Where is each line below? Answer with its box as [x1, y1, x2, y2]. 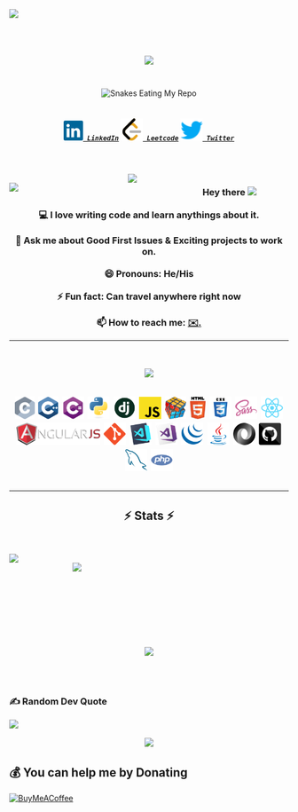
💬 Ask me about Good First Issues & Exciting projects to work [15, 234, 283, 247]
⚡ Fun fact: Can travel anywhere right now [57, 290, 241, 303]
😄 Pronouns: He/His [104, 267, 194, 280]
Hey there [202, 185, 246, 198]
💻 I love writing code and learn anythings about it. [38, 209, 260, 221]
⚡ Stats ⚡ [123, 508, 175, 523]
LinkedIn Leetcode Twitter [87, 133, 235, 143]
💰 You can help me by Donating [9, 765, 188, 780]
